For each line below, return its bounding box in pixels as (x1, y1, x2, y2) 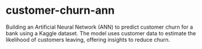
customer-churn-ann (5, 4, 115, 17)
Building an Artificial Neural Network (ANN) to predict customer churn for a (5, 23, 194, 30)
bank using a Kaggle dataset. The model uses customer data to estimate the (5, 29, 197, 36)
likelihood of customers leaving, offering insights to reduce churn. (5, 36, 170, 43)
